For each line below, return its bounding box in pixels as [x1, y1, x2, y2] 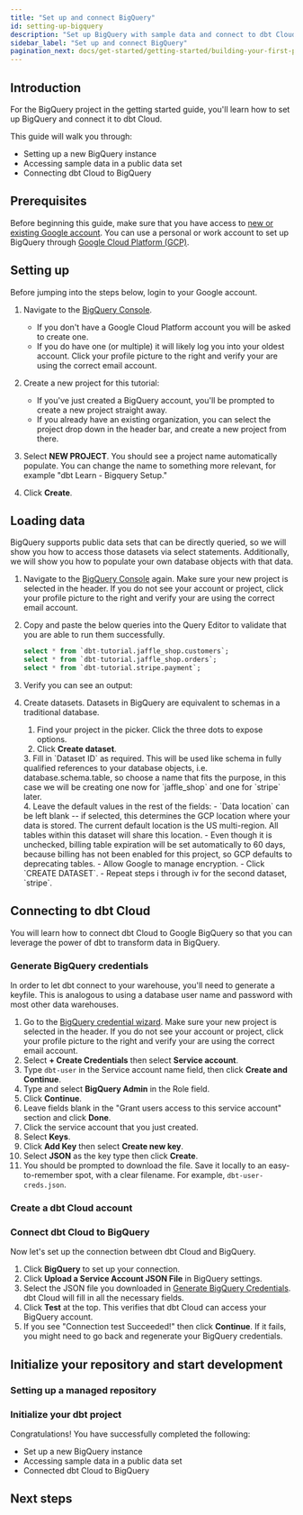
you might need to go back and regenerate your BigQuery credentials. [22, 1330, 283, 1342]
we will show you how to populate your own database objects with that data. [10, 556, 293, 567]
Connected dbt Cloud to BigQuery [22, 1465, 150, 1475]
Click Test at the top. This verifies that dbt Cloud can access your [22, 1302, 267, 1313]
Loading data [10, 513, 85, 528]
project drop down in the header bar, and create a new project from [36, 423, 287, 434]
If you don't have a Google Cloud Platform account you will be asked [36, 322, 291, 332]
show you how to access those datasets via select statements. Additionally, [10, 547, 290, 558]
